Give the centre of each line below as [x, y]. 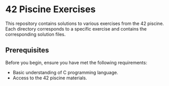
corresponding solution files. [36, 34]
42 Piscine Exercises [50, 9]
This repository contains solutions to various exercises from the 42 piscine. [85, 23]
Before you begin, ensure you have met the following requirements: [76, 63]
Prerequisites [27, 50]
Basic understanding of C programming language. [66, 72]
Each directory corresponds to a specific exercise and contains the [76, 28]
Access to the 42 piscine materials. [50, 78]
